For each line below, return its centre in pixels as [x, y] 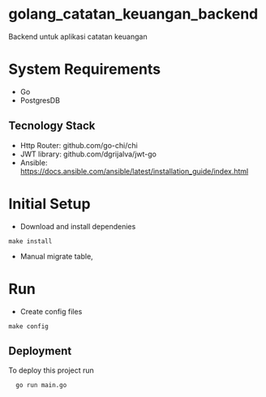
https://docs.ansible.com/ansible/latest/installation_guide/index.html [134, 171]
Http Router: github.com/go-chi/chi [79, 145]
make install [30, 241]
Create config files [51, 311]
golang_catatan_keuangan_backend [133, 14]
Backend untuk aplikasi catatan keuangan [78, 36]
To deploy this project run [51, 370]
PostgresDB [40, 100]
